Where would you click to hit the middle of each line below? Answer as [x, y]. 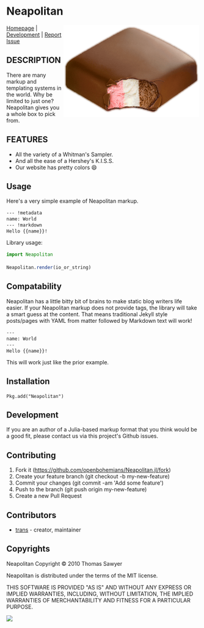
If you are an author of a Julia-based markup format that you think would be [102, 430]
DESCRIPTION [34, 60]
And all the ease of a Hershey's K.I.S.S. [64, 161]
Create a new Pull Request [49, 496]
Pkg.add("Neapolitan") [35, 396]
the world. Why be [30, 94]
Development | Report [34, 34]
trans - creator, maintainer [48, 530]
